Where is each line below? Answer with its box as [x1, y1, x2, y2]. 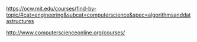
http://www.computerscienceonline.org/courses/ [6, 29, 125, 36]
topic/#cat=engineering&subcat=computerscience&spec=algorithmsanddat [6, 11, 191, 18]
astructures [6, 18, 34, 24]
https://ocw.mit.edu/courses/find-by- [6, 5, 96, 12]
